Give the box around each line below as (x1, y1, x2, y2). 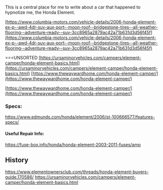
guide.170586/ (5, 174, 34, 180)
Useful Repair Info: (5, 130, 44, 136)
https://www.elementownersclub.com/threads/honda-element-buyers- (5, 169, 149, 175)
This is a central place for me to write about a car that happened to (5, 4, 141, 10)
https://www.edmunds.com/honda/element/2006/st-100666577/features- (5, 114, 155, 120)
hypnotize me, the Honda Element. (5, 9, 75, 15)
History (5, 155, 29, 164)
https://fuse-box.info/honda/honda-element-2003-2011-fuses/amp (5, 142, 141, 148)
